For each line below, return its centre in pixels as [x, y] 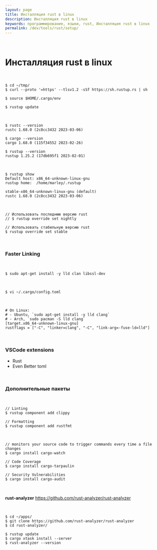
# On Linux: [17, 311]
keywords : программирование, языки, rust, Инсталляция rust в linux [78, 24]
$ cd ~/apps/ [19, 517]
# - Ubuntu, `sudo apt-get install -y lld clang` [58, 315]
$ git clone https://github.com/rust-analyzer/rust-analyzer [70, 521]
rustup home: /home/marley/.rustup [43, 183]
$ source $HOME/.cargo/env [33, 98]
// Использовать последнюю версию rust [46, 214]
